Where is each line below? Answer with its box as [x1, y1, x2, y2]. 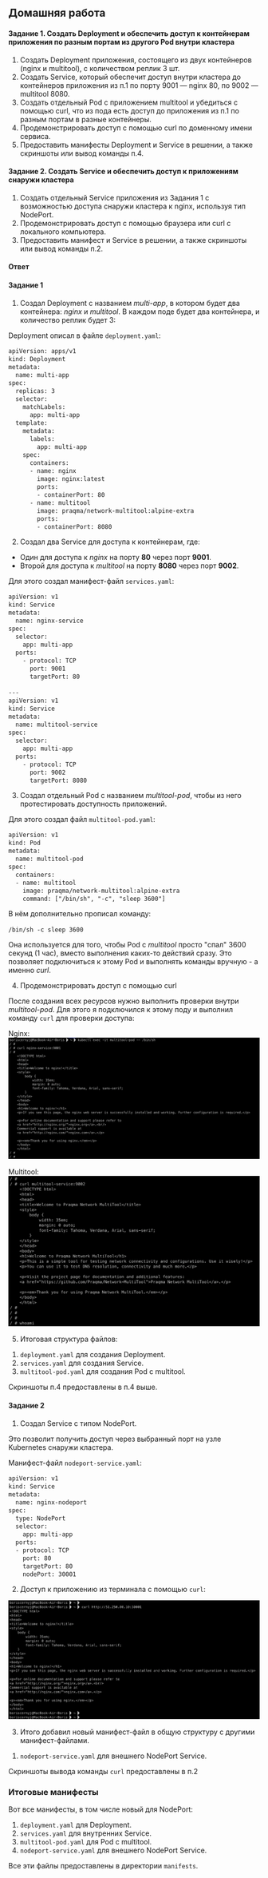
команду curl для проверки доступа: [8, 1013, 135, 1022]
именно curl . [8, 965, 52, 975]
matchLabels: [22, 403, 66, 411]
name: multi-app [15, 371, 69, 379]
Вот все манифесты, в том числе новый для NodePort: [8, 1805, 194, 1814]
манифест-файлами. [19, 1736, 90, 1745]
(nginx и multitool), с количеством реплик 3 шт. [19, 63, 180, 73]
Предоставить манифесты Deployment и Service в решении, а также [19, 140, 254, 149]
